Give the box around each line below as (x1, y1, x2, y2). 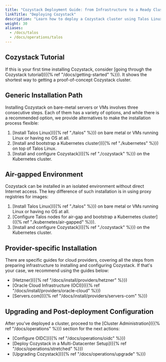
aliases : (5, 26, 23, 31)
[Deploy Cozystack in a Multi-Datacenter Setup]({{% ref (12, 340, 127, 346)
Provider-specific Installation (5, 244, 97, 252)
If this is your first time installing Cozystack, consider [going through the (5, 66, 152, 72)
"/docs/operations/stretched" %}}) (12, 346, 83, 352)
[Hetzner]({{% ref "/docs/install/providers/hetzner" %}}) (12, 277, 127, 283)
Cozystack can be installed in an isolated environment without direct (5, 183, 144, 189)
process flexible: (5, 120, 39, 126)
